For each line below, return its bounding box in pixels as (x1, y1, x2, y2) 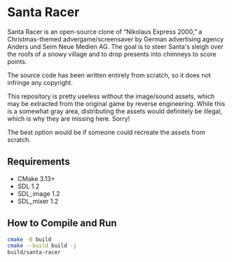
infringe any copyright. (7, 78, 74, 86)
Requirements (7, 156, 70, 168)
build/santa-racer (7, 249, 61, 256)
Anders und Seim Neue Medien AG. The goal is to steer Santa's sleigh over (7, 42, 224, 51)
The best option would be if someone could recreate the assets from (7, 128, 205, 136)
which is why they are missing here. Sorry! (7, 114, 130, 123)
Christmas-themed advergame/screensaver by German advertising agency (7, 34, 224, 43)
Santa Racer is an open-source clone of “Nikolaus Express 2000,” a (7, 27, 203, 36)
